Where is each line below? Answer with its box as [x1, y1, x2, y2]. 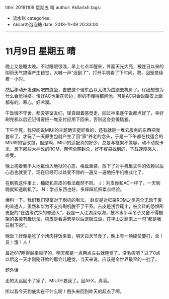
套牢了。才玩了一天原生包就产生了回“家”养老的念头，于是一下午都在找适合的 [5, 133, 163, 139]
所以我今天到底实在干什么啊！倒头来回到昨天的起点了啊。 [5, 288, 124, 294]
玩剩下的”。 [5, 222, 30, 228]
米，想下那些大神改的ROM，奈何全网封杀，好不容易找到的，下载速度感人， [5, 146, 161, 152]
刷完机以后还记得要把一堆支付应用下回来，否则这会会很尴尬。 [5, 116, 133, 122]
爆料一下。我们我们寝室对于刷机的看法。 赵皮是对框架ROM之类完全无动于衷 [5, 197, 162, 203]
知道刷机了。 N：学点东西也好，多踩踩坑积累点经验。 [14, 186, 125, 192]
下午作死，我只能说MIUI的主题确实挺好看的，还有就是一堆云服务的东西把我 [5, 127, 160, 133]
